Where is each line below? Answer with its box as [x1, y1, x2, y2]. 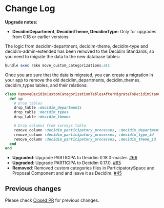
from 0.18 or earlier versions [12, 34, 69, 40]
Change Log [5, 3, 55, 14]
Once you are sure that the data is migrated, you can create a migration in [5, 72, 153, 78]
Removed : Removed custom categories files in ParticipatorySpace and [12, 165, 155, 171]
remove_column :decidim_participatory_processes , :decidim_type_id [14, 132, 154, 137]
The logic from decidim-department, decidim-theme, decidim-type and [5, 43, 148, 49]
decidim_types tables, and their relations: [5, 82, 88, 88]
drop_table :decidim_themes [14, 114, 71, 120]
